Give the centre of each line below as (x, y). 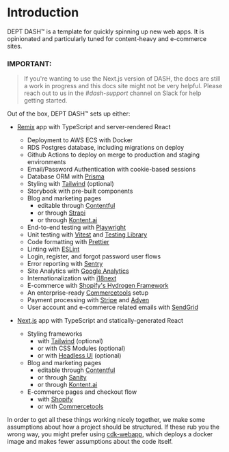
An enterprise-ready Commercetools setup (88, 293)
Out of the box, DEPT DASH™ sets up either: (69, 114)
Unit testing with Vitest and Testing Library (87, 235)
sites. (15, 46)
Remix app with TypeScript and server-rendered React (94, 127)
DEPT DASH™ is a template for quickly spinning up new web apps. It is (106, 31)
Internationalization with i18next (72, 278)
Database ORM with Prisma (66, 176)
